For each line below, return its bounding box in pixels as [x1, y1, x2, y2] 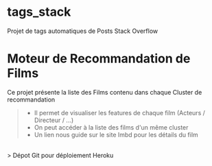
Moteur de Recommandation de [7, 51, 191, 67]
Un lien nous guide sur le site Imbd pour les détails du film [34, 130, 199, 139]
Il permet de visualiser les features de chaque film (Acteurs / [34, 108, 206, 117]
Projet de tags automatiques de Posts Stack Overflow [7, 27, 158, 35]
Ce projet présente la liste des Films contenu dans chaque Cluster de [7, 88, 202, 96]
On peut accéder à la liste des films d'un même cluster [34, 123, 189, 131]
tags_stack [7, 4, 71, 20]
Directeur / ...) [34, 116, 74, 124]
